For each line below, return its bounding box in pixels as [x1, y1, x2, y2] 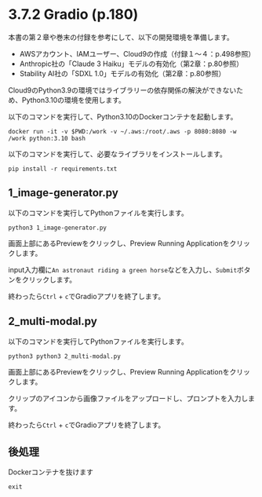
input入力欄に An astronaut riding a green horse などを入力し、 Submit [8, 265, 238, 274]
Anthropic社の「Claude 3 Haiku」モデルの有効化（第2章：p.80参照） [19, 59, 243, 68]
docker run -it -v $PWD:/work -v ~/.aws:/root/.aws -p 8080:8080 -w [8, 127, 237, 135]
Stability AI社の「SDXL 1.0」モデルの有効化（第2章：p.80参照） [19, 68, 226, 78]
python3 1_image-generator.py [8, 224, 107, 232]
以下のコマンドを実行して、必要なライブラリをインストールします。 [8, 149, 227, 159]
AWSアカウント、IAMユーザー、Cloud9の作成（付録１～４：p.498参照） [19, 49, 256, 58]
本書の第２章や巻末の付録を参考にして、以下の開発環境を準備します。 [8, 32, 234, 42]
